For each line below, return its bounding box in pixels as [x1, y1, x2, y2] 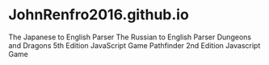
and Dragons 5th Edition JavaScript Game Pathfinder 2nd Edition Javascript [8, 40, 261, 50]
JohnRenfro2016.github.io [8, 6, 190, 24]
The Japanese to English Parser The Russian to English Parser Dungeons [8, 32, 252, 42]
